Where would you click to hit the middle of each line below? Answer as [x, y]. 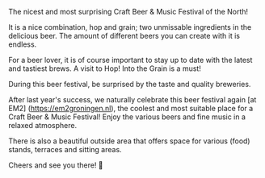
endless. [23, 44]
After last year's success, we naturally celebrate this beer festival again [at [132, 99]
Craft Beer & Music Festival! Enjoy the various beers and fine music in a [127, 117]
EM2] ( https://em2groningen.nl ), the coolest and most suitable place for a [131, 108]
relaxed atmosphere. [43, 125]
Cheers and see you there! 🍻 [56, 165]
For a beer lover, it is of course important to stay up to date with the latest [130, 60]
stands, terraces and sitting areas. [65, 149]
